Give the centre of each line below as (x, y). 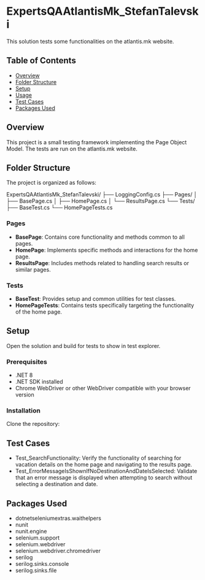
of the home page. (39, 312)
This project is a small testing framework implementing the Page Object (97, 142)
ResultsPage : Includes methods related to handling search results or (102, 263)
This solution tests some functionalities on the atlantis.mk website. (90, 41)
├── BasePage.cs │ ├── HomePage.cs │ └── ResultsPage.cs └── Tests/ (101, 201)
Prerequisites (27, 362)
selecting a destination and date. (56, 484)
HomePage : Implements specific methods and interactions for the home (106, 250)
